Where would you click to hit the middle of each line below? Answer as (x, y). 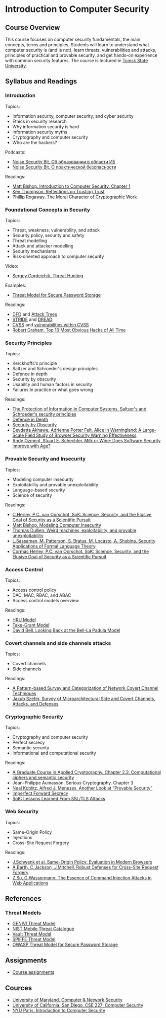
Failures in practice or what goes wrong (53, 390)
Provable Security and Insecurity (45, 459)
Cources (19, 988)
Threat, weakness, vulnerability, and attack (56, 230)
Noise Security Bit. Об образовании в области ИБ (64, 161)
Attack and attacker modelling (43, 246)
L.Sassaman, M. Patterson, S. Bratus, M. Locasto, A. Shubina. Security (84, 541)
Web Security (22, 812)
